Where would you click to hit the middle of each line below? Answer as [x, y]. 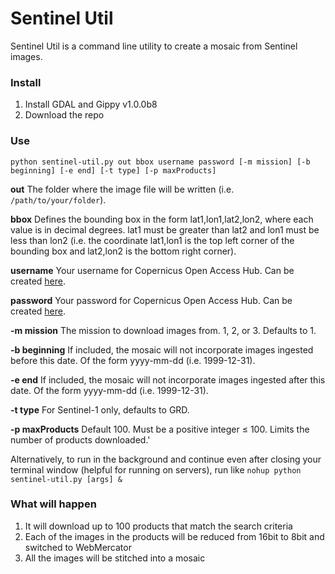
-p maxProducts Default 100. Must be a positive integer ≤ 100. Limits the [160, 429]
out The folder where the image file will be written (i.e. [122, 189]
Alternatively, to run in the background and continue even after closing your [166, 459]
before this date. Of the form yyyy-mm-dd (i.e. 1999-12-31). [133, 360]
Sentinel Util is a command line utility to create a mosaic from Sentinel [154, 46]
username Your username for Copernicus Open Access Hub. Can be [152, 270]
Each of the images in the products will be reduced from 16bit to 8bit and [174, 536]
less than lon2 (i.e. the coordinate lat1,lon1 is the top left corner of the [152, 240]
